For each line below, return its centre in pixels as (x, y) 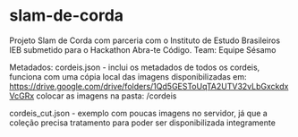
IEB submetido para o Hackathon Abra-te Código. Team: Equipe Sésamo (143, 49)
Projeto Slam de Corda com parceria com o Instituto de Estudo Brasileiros (145, 40)
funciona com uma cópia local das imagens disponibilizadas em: (128, 76)
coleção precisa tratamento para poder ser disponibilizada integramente (142, 123)
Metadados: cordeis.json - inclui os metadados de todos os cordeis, (135, 67)
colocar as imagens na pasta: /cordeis (106, 96)
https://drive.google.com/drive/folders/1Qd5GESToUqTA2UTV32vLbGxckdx (149, 86)
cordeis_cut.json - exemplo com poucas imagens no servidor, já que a (139, 113)
